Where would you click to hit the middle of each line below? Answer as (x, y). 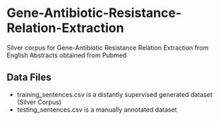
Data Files (29, 77)
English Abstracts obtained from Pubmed (67, 55)
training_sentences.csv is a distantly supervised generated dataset (115, 94)
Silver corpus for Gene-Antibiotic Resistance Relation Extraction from (108, 47)
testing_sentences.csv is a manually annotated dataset (97, 109)
